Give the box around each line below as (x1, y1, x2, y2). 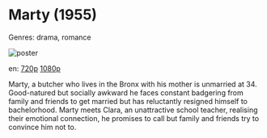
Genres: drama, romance (8, 32, 91, 42)
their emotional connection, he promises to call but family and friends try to (8, 113, 260, 123)
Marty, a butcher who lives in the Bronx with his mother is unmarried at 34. (8, 79, 257, 89)
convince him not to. (8, 122, 77, 132)
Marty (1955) (8, 6, 97, 24)
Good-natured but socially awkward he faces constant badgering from (8, 87, 244, 98)
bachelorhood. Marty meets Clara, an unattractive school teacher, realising (8, 105, 258, 115)
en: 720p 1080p (8, 63, 61, 73)
